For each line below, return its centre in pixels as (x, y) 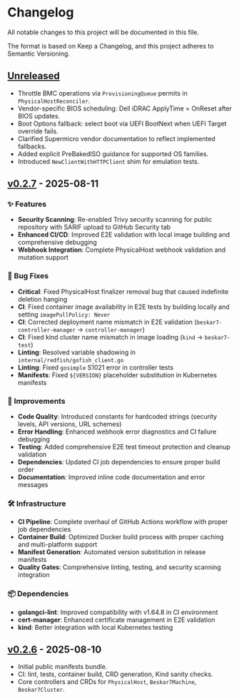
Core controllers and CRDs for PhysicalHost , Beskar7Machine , (107, 682)
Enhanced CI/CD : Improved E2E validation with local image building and (124, 235)
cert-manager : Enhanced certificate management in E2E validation (116, 619)
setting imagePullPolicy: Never (64, 314)
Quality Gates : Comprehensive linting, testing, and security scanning (119, 567)
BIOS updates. (39, 116)
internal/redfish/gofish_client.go (71, 360)
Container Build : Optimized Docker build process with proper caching (121, 537)
